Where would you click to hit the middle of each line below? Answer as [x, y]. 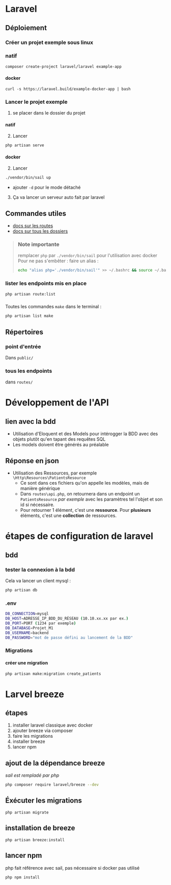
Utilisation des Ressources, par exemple [55, 473]
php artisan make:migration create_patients [53, 674]
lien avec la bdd [31, 422]
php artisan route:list [31, 294]
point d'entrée [23, 347]
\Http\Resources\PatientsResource [49, 478]
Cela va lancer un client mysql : [38, 580]
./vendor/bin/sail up [28, 178]
